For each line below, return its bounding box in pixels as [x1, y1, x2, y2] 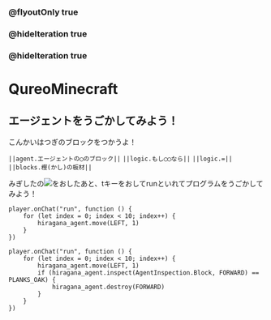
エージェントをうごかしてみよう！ [8, 114, 179, 128]
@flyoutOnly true [8, 6, 79, 18]
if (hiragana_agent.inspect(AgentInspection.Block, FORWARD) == [37, 268, 260, 277]
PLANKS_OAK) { [8, 275, 57, 284]
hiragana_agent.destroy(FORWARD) [51, 283, 165, 291]
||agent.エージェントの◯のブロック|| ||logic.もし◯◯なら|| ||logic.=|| [8, 155, 233, 163]
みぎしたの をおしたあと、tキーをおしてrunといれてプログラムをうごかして [8, 178, 264, 188]
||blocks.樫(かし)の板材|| [8, 163, 92, 172]
